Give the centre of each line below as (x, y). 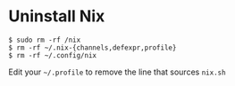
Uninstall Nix (57, 16)
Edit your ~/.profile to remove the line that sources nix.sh (117, 72)
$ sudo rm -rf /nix (45, 40)
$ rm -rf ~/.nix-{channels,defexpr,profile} (92, 47)
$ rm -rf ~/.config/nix (53, 55)
